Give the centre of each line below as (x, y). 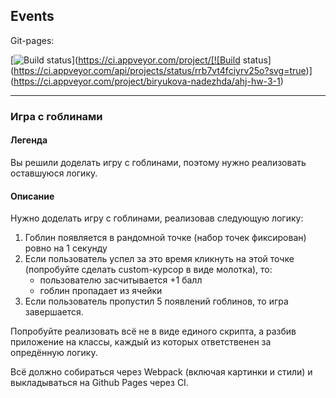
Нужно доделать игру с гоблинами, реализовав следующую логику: (157, 218)
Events (32, 16)
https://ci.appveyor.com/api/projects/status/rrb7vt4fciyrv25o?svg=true (160, 70)
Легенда (29, 140)
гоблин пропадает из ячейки (101, 291)
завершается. (54, 312)
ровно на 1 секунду (66, 248)
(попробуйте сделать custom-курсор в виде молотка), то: (148, 270)
